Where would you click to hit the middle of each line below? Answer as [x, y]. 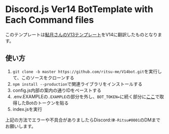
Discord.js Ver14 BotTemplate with [79, 9]
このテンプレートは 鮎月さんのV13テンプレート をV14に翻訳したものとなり [81, 34]
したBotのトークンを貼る [43, 103]
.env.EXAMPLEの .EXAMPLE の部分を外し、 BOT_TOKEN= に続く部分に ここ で [86, 96]
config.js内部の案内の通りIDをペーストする [57, 90]
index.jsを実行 [27, 109]
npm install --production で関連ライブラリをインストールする [77, 84]
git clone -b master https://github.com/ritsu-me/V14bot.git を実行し [87, 71]
